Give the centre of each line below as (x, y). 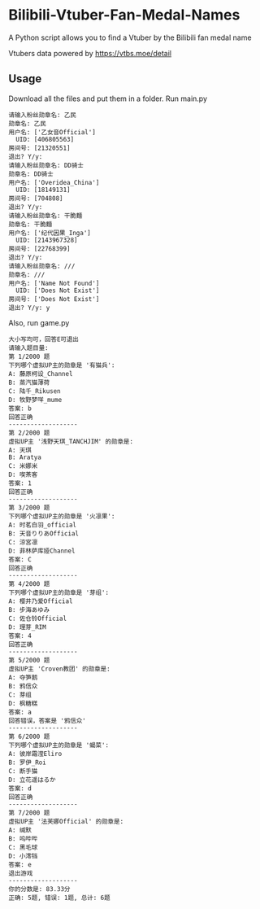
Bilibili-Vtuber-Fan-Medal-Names (124, 15)
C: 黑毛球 (23, 847)
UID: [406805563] (45, 139)
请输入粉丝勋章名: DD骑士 (46, 165)
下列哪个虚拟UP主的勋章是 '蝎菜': (59, 745)
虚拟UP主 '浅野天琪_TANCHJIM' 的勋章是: (71, 441)
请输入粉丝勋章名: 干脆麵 (45, 216)
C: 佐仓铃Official (38, 618)
